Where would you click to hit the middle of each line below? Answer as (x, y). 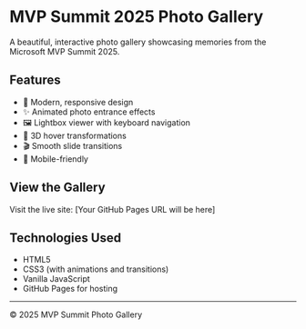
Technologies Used (65, 238)
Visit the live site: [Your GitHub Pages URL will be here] (112, 209)
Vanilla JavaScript (56, 279)
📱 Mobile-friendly (56, 159)
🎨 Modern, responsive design (78, 102)
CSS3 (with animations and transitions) (96, 269)
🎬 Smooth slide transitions (72, 145)
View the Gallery (58, 188)
